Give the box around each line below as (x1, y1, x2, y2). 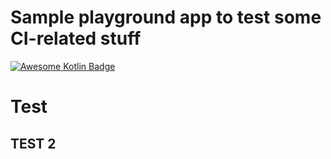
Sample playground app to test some (10, 6, 322, 29)
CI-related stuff (10, 27, 142, 50)
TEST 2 (10, 135, 57, 152)
